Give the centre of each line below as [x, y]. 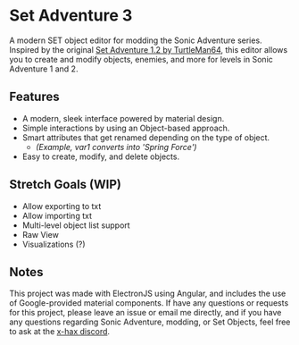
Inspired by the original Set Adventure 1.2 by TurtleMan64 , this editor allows [149, 49]
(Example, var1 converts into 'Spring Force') [116, 147]
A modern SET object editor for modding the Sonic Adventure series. [136, 40]
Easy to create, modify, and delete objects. [101, 156]
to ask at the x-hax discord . [59, 332]
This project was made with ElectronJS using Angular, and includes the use [148, 294]
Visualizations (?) [54, 244]
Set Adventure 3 [71, 16]
